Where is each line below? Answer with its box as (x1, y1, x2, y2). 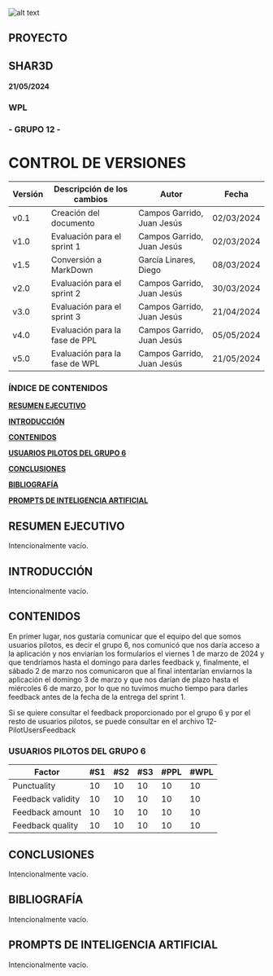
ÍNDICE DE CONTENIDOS (8, 383, 108, 394)
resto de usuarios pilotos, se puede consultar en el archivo (8, 716, 205, 726)
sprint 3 (51, 311, 81, 323)
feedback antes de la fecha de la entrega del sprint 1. (8, 692, 186, 701)
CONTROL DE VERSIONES (8, 154, 187, 173)
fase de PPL (51, 335, 97, 346)
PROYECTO (8, 31, 67, 45)
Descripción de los (54, 183, 128, 195)
